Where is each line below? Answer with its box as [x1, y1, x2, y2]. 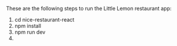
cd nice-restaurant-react [14, 16, 74, 23]
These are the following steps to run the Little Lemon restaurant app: [6, 5, 172, 12]
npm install [14, 23, 42, 29]
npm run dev [14, 29, 46, 36]
